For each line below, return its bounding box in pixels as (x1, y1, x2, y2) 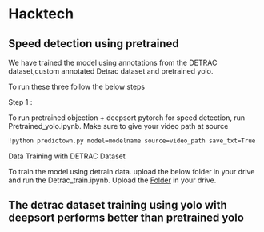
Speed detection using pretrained (8, 37, 179, 50)
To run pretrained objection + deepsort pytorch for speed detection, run (8, 113, 246, 122)
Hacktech (8, 5, 74, 23)
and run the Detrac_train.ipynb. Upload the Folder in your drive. (8, 175, 217, 185)
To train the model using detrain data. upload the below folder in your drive (8, 166, 255, 176)
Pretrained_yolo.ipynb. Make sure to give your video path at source (8, 122, 229, 130)
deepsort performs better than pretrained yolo (8, 211, 244, 225)
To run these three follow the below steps (8, 82, 146, 91)
